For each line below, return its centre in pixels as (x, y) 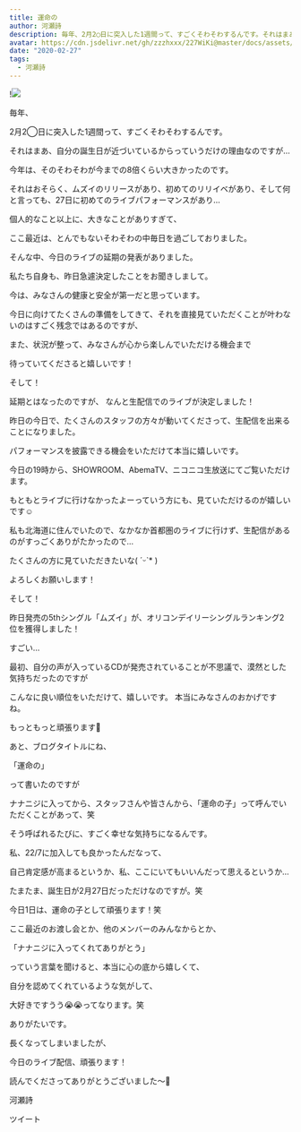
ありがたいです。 (40, 1024)
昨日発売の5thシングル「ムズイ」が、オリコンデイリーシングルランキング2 (147, 617)
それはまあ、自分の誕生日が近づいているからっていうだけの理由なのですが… (150, 150)
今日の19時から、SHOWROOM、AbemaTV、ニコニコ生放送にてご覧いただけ (150, 469)
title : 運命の (34, 17)
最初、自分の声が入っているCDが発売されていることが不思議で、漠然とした (148, 666)
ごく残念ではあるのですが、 (91, 325)
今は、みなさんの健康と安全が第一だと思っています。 (107, 295)
